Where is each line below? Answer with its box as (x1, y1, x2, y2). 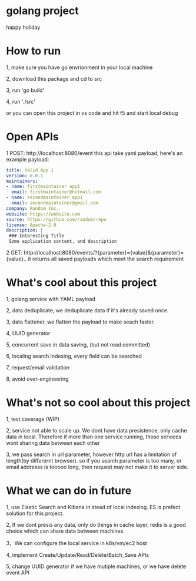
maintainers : (6, 178, 38, 184)
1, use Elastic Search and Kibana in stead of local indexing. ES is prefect (6, 503, 181, 510)
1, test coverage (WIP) (6, 415, 60, 422)
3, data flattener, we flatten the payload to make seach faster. (6, 318, 155, 325)
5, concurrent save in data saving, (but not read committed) (6, 341, 151, 348)
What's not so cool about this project (6, 396, 191, 410)
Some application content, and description (8, 239, 117, 245)
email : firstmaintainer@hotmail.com (11, 189, 101, 195)
